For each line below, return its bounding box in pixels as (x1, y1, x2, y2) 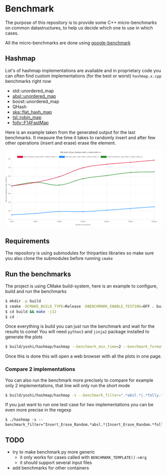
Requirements (5, 237, 50, 245)
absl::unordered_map (12, 93, 56, 99)
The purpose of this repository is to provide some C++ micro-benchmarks (5, 19, 157, 25)
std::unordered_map (12, 88, 54, 94)
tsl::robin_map (12, 114, 42, 120)
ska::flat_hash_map (12, 109, 52, 115)
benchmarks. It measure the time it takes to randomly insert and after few (5, 134, 156, 140)
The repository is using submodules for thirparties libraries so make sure (5, 250, 154, 256)
